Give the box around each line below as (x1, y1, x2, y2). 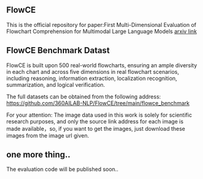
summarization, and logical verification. (6, 81, 105, 88)
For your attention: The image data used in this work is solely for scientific (6, 111, 192, 119)
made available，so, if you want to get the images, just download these (6, 125, 185, 132)
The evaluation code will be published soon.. (6, 166, 119, 173)
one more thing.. (6, 150, 71, 160)
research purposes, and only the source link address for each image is (6, 117, 184, 125)
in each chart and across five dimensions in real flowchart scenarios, (6, 68, 179, 75)
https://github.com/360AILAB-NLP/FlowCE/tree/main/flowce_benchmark (6, 99, 190, 106)
